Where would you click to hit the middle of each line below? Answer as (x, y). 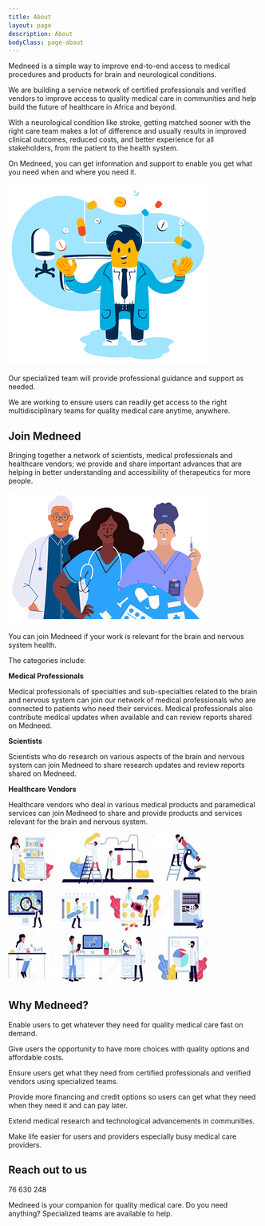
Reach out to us (48, 1170)
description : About (41, 34)
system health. (33, 645)
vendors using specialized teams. (63, 1081)
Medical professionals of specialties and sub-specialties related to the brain (133, 692)
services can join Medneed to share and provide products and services (125, 814)
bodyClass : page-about (46, 42)
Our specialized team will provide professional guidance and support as (126, 378)
